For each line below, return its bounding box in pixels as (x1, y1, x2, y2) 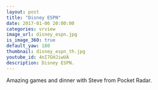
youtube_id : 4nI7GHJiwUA (6, 54, 69, 60)
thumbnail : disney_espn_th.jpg (6, 49, 86, 55)
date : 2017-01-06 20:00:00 (6, 20, 75, 26)
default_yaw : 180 (6, 43, 50, 49)
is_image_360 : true (6, 37, 56, 43)
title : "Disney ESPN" (6, 15, 61, 21)
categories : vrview (6, 26, 56, 32)
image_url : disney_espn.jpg (6, 32, 78, 38)
